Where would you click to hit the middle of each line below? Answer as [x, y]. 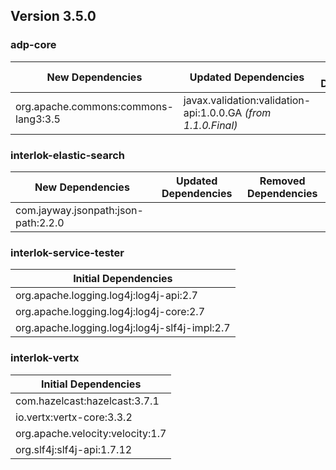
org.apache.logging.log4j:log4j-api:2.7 [106, 296]
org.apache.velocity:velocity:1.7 [91, 433]
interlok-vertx [45, 358]
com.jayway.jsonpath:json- [79, 210]
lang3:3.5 [38, 119]
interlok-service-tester [67, 252]
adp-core [33, 45]
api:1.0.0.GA [213, 112]
